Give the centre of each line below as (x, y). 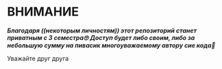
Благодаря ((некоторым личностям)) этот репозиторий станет (102, 30)
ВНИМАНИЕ (43, 12)
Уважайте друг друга (38, 58)
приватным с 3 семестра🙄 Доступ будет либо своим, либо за (101, 37)
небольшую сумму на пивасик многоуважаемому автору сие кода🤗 (111, 45)
